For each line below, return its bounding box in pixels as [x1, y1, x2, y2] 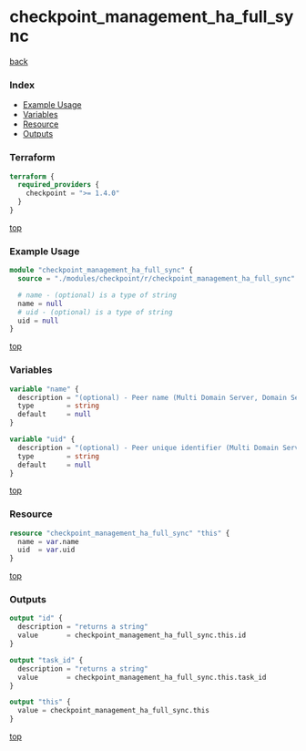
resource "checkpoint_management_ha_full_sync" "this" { [9, 529, 230, 538]
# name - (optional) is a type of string [17, 290, 178, 300]
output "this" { [9, 697, 71, 707]
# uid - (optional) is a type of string [17, 307, 173, 316]
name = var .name [17, 537, 79, 546]
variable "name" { [9, 385, 79, 394]
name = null [17, 299, 64, 308]
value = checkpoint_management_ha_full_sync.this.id [17, 631, 247, 640]
